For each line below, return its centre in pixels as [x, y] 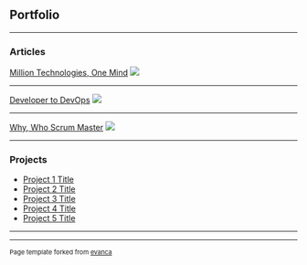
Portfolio [35, 15]
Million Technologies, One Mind [69, 73]
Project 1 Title [48, 180]
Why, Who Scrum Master [57, 128]
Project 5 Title [49, 218]
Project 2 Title [49, 189]
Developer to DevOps [50, 101]
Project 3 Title [49, 199]
